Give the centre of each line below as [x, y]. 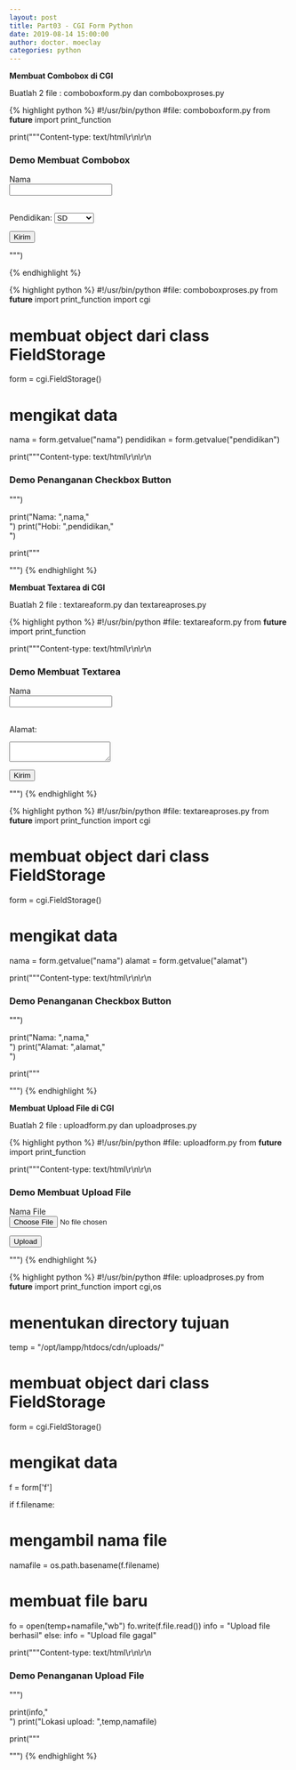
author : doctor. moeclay [55, 42]
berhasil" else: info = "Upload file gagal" [83, 1636]
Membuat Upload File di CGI [62, 1108]
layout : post [33, 17]
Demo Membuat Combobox [70, 160]
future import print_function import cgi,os [85, 1287]
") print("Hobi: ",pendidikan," [61, 526]
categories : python [45, 51]
